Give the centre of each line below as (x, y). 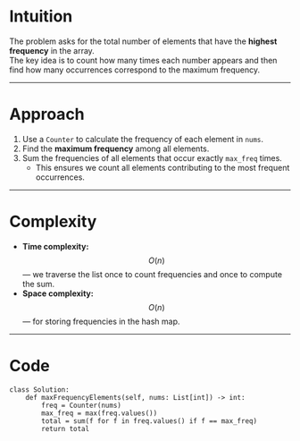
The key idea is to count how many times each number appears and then (143, 60)
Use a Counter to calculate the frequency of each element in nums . (143, 139)
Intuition (41, 17)
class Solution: (39, 390)
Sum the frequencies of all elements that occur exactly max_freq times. (152, 157)
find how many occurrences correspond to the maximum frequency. (135, 70)
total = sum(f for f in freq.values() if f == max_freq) (149, 421)
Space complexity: (58, 293)
